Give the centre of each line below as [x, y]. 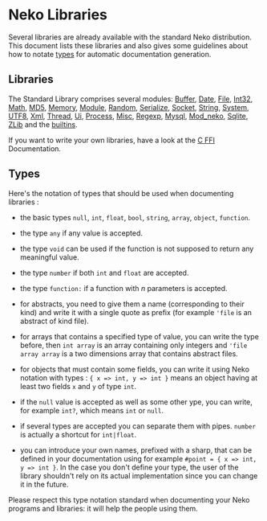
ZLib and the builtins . [43, 124]
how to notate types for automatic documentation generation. [110, 54]
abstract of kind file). [55, 321]
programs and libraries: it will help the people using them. [103, 508]
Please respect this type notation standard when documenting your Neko [129, 499]
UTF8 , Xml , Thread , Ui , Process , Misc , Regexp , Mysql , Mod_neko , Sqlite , [128, 116]
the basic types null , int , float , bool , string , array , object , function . [135, 217]
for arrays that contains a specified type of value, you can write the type [139, 336]
